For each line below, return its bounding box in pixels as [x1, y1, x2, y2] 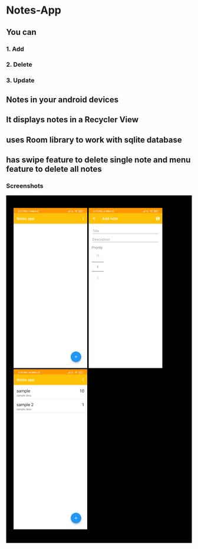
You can [6, 27, 37, 37]
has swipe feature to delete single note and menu [6, 155, 191, 165]
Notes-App [6, 4, 62, 17]
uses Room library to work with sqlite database [6, 135, 182, 145]
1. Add [6, 45, 25, 53]
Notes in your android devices [6, 94, 119, 104]
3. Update [6, 76, 35, 84]
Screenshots [6, 181, 44, 189]
